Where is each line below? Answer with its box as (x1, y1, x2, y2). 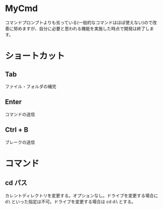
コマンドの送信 (5, 111, 35, 117)
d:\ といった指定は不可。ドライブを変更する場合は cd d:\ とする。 (5, 198, 136, 204)
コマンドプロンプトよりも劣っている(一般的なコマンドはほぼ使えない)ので (5, 19, 153, 25)
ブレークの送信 (5, 139, 35, 145)
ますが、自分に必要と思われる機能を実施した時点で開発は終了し (21, 25, 150, 32)
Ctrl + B (5, 126, 28, 134)
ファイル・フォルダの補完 (5, 83, 56, 89)
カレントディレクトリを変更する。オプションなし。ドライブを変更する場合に (5, 193, 159, 198)
